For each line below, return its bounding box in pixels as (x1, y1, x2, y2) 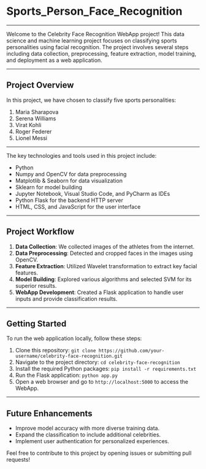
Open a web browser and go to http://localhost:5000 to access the (15, 378, 189, 386)
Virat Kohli (15, 121, 42, 128)
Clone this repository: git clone (15, 347, 96, 354)
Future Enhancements (6, 408, 93, 419)
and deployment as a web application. (6, 56, 102, 64)
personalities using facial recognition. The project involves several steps (6, 43, 189, 50)
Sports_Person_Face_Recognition (6, 4, 183, 18)
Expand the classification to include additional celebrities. (15, 431, 161, 438)
